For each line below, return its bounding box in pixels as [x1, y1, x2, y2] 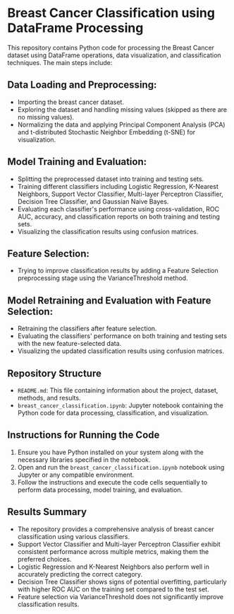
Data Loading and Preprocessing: [7, 79, 157, 91]
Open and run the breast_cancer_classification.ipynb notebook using [17, 463, 225, 471]
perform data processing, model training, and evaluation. [17, 485, 183, 494]
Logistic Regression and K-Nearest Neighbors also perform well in [17, 562, 210, 571]
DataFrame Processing [7, 20, 144, 36]
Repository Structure [7, 367, 102, 379]
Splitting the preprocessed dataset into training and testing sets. [17, 175, 204, 183]
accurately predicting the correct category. [17, 569, 143, 578]
